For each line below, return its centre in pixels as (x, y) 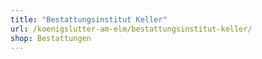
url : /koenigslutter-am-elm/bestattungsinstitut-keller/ (131, 29)
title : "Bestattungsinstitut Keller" (89, 19)
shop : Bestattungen (51, 38)
